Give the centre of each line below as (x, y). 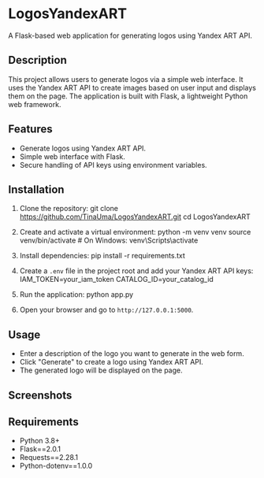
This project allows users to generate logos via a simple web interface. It (126, 79)
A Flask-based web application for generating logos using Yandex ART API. (130, 35)
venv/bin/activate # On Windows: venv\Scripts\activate (109, 240)
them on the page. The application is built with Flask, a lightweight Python (128, 96)
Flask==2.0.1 (40, 449)
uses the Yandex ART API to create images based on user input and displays (132, 87)
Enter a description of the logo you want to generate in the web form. (132, 354)
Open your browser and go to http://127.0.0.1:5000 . (106, 310)
